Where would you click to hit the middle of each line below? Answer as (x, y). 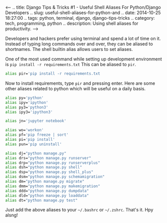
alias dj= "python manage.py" (36, 153)
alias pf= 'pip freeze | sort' (37, 135)
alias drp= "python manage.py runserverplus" (53, 163)
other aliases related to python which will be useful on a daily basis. (75, 88)
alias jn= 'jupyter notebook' (36, 121)
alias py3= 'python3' (27, 107)
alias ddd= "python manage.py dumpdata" (47, 191)
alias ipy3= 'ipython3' (29, 112)
